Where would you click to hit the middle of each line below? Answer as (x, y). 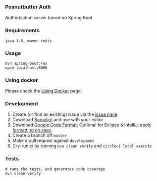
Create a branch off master (39, 136)
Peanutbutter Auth (28, 7)
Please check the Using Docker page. (44, 91)
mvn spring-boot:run (26, 63)
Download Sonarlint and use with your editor (58, 120)
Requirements (23, 31)
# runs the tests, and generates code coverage (55, 169)
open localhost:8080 (26, 68)
